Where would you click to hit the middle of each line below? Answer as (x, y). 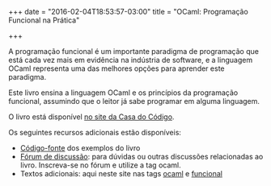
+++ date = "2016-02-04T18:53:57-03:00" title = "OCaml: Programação (128, 12)
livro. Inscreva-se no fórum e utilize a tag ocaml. (100, 165)
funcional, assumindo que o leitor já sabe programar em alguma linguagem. (134, 101)
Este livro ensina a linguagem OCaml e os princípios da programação (123, 93)
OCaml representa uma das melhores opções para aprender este (116, 68)
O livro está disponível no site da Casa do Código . (91, 117)
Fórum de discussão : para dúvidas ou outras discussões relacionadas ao (142, 157)
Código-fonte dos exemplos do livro (80, 148)
